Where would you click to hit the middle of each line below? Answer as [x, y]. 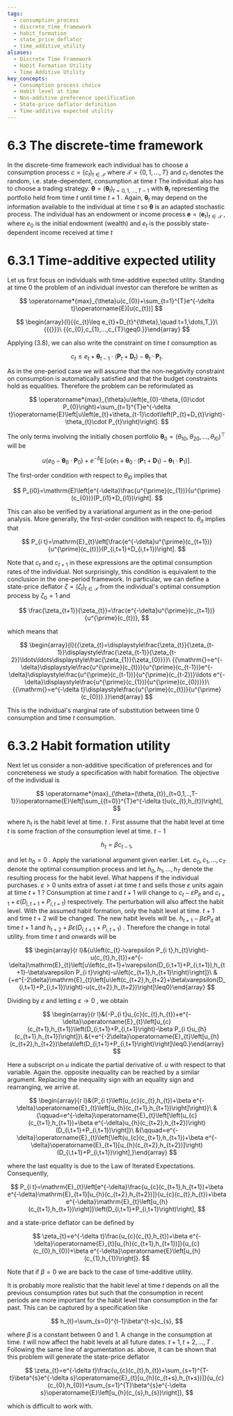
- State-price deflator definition [65, 105]
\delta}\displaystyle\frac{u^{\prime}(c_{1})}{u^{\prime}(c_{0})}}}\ [117, 682]
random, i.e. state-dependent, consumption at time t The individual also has [116, 181]
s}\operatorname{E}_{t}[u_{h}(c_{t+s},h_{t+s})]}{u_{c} [147, 1378]
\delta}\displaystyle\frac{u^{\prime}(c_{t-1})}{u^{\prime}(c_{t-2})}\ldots [110, 675]
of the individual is [34, 780]
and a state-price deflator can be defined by [71, 1222]
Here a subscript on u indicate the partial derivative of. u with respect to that [116, 1064]
